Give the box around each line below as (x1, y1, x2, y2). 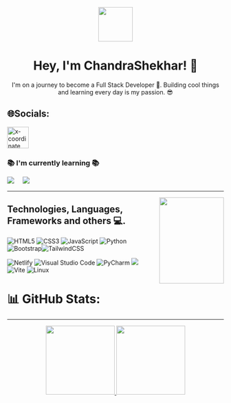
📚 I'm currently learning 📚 (7, 158, 100, 167)
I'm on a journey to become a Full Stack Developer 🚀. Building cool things (11, 81, 220, 89)
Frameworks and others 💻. (7, 215, 126, 227)
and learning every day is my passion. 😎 (58, 87, 173, 96)
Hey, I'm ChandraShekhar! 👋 (33, 58, 198, 74)
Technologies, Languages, (7, 203, 123, 216)
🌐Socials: (7, 108, 50, 120)
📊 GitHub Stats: (7, 291, 101, 307)
